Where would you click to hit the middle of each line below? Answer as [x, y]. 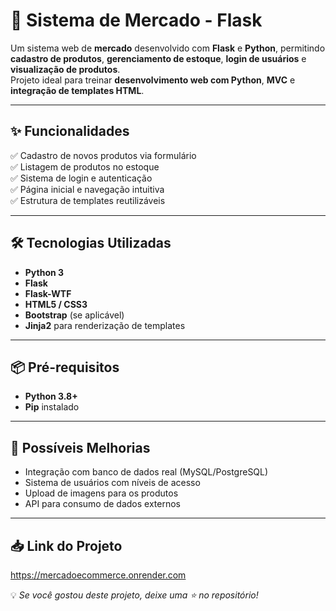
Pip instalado [52, 407]
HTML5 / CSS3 [56, 304]
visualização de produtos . [65, 69]
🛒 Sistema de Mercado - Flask [136, 20]
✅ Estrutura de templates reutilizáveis [88, 200]
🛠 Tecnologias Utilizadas [91, 243]
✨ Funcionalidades [70, 131]
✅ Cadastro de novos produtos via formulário [103, 155]
